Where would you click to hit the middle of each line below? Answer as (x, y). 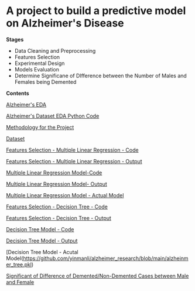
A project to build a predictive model (96, 11)
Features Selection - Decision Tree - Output (59, 218)
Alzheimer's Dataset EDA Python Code (53, 116)
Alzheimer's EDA (26, 104)
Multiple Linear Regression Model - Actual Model (65, 195)
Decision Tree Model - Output (42, 241)
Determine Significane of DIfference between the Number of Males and (101, 76)
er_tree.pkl (19, 264)
